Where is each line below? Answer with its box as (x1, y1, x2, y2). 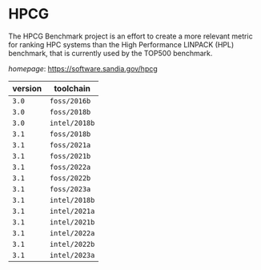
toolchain (54, 83, 90, 94)
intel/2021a (49, 206, 95, 216)
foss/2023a (49, 184, 91, 193)
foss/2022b (49, 173, 91, 183)
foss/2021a (49, 140, 91, 149)
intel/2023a (49, 250, 95, 260)
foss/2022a (49, 162, 91, 171)
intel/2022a (49, 228, 95, 237)
